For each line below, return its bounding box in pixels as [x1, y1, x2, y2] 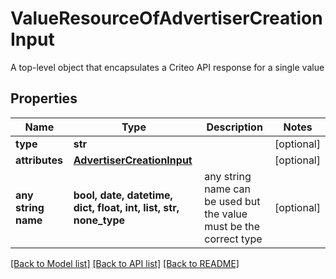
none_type [73, 213, 126, 227]
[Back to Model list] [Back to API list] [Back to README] [10, 257, 240, 269]
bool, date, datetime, [73, 188, 173, 202]
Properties [10, 90, 78, 107]
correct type [204, 232, 263, 246]
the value [204, 207, 248, 221]
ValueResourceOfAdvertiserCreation [10, 7, 323, 30]
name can [204, 182, 252, 196]
